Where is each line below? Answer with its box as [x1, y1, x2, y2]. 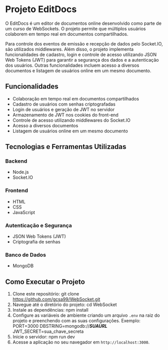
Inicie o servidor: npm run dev [12, 334, 75, 340]
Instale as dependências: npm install [12, 307, 89, 313]
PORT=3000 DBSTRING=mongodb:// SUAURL [12, 323, 107, 329]
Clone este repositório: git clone [12, 291, 79, 297]
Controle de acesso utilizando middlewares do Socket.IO [12, 117, 131, 123]
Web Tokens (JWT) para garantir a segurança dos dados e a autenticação [5, 57, 159, 63]
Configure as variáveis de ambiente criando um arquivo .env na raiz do [12, 312, 160, 319]
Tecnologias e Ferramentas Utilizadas [5, 142, 127, 151]
